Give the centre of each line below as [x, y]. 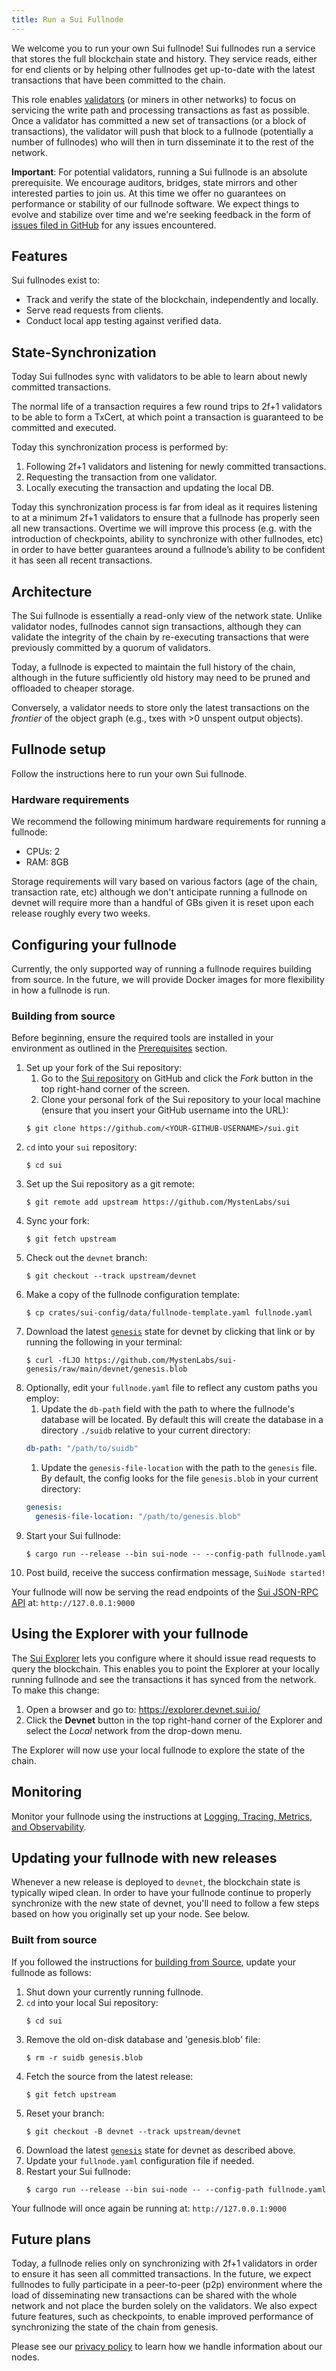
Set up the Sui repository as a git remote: [110, 1184]
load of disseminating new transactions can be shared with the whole [154, 2295]
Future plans [51, 2239]
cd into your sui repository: [81, 1147]
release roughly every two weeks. [81, 913]
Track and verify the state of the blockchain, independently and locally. [172, 300]
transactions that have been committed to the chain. [118, 80]
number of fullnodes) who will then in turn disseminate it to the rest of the [162, 142]
